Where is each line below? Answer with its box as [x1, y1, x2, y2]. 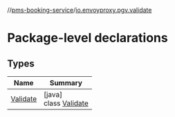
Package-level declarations [7, 30, 168, 46]
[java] [44, 90, 63, 99]
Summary [49, 78, 83, 87]
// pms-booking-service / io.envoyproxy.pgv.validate [7, 6, 152, 14]
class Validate [44, 98, 89, 108]
